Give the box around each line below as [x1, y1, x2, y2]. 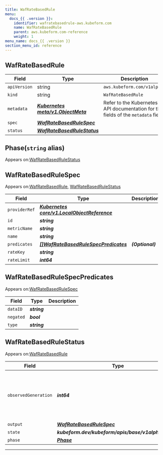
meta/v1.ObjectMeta [37, 109, 86, 115]
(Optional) [131, 241, 156, 248]
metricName [7, 226, 33, 231]
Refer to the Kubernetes [103, 99, 158, 106]
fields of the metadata [103, 112, 152, 118]
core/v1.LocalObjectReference [39, 210, 113, 216]
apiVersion [7, 84, 33, 90]
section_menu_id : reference [5, 43, 62, 48]
